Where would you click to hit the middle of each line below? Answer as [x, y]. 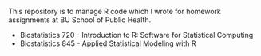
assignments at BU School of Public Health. [80, 20]
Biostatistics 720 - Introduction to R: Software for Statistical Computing [136, 35]
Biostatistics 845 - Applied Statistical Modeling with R [108, 43]
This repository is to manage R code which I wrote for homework [115, 11]
